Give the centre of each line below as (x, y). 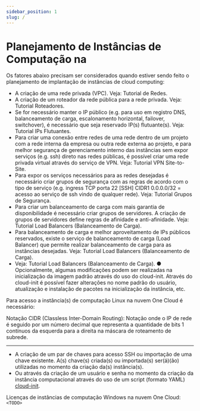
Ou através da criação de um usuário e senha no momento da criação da (104, 373)
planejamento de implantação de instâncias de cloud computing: (85, 82)
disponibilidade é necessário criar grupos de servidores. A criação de (100, 213)
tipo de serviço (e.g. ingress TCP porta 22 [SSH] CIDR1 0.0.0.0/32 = (98, 188)
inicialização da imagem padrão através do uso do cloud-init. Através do (104, 276)
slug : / (16, 17)
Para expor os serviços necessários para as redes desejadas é (92, 175)
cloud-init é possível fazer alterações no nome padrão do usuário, (96, 283)
